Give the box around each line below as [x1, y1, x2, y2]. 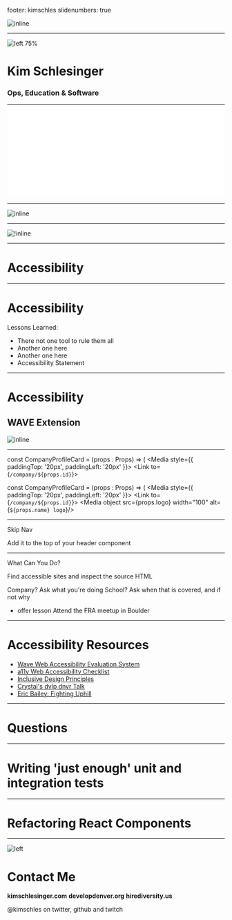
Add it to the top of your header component [7, 538, 131, 547]
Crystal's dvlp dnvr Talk [17, 682, 85, 690]
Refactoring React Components [7, 815, 192, 831]
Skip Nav [7, 525, 33, 533]
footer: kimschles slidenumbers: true [7, 6, 112, 14]
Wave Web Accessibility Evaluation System [17, 660, 140, 668]
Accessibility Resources [7, 637, 150, 653]
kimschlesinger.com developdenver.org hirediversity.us [7, 892, 173, 900]
